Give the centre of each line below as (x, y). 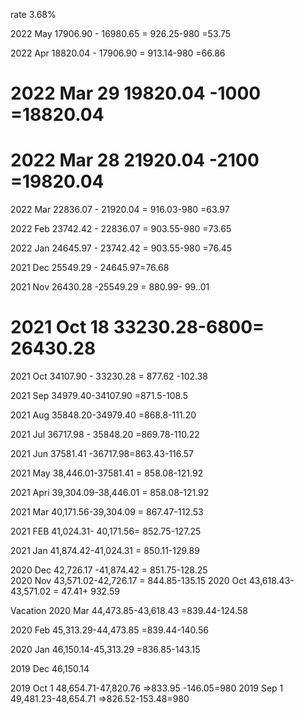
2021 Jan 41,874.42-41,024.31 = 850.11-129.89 (105, 551)
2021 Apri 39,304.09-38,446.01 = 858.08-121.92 (110, 493)
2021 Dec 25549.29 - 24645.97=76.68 (90, 268)
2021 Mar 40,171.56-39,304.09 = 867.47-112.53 (107, 512)
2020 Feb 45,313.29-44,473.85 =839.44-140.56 (109, 630)
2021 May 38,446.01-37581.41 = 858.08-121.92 (107, 473)
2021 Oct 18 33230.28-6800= (137, 327)
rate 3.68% (33, 14)
